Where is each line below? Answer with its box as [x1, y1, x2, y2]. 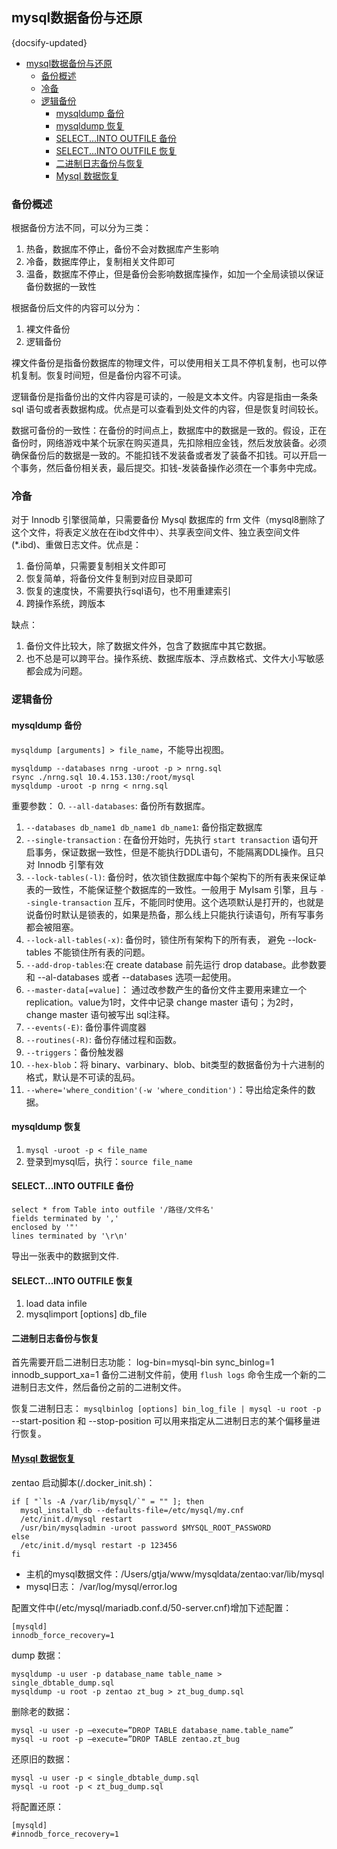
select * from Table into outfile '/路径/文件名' [11, 1204, 215, 1215]
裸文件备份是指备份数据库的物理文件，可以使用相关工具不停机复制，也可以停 [11, 357, 327, 369]
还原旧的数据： [11, 1753, 73, 1765]
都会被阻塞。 [25, 921, 79, 933]
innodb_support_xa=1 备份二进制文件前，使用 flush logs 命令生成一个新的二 [11, 1369, 327, 1381]
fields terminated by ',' [11, 1213, 119, 1223]
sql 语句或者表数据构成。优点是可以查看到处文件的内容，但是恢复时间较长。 [11, 403, 324, 415]
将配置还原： [11, 1800, 64, 1812]
